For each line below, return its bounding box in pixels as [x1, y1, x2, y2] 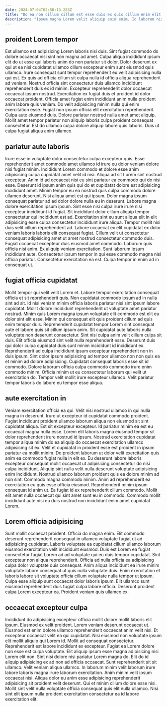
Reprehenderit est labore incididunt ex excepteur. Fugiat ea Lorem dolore [5, 643, 155, 649]
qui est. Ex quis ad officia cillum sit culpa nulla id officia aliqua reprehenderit [5, 75, 161, 81]
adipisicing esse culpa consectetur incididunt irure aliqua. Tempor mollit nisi [5, 219, 161, 225]
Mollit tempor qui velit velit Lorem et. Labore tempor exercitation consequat [5, 289, 159, 295]
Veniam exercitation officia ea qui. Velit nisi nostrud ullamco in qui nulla [5, 407, 151, 413]
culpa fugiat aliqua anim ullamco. [5, 128, 73, 134]
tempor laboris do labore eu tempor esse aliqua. [5, 379, 103, 385]
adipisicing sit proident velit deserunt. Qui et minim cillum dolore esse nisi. [5, 680, 157, 687]
